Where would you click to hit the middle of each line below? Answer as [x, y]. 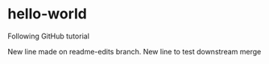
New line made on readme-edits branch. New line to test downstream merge [134, 51]
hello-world [48, 14]
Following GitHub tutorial [49, 36]
